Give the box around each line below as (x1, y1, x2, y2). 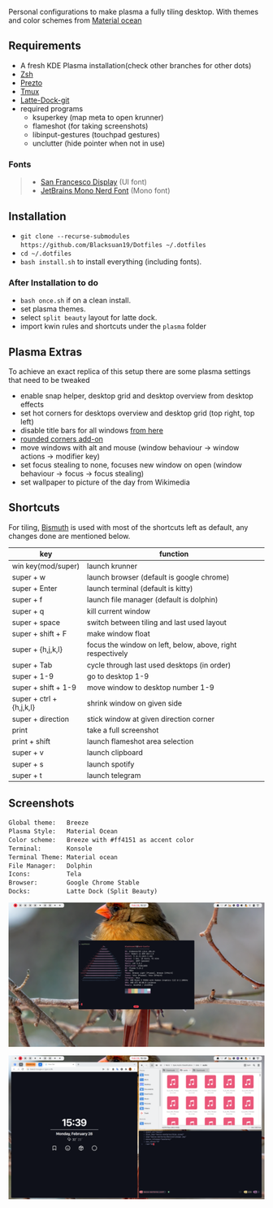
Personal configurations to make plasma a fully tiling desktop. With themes (8, 7, 258, 16)
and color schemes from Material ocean (8, 15, 142, 25)
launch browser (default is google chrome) (86, 572, 230, 582)
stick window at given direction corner (86, 714, 215, 723)
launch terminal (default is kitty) (86, 584, 193, 593)
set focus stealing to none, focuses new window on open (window (19, 460, 242, 470)
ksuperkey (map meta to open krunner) (32, 112, 164, 122)
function (159, 549, 189, 559)
